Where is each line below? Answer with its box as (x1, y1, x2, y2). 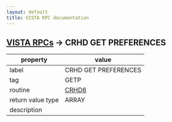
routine (9, 86, 30, 94)
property (21, 56, 48, 64)
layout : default (6, 9, 48, 15)
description (9, 105, 42, 114)
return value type (9, 96, 60, 104)
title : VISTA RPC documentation (6, 15, 89, 21)
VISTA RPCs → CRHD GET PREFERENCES (6, 37, 166, 48)
